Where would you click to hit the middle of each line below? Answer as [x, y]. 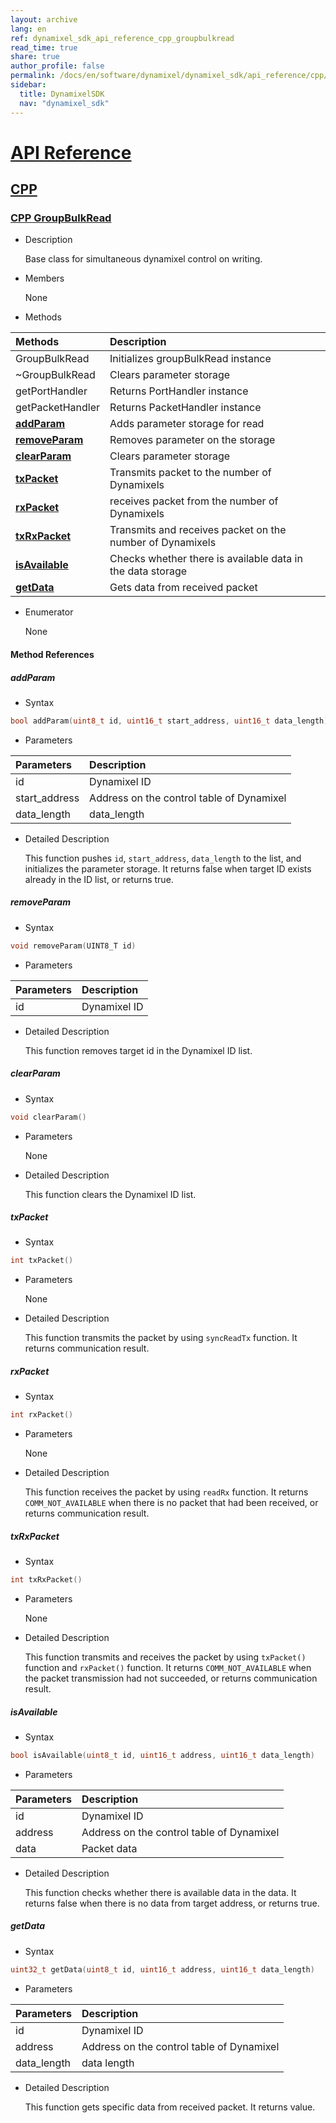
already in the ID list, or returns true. [99, 879]
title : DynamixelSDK [62, 94]
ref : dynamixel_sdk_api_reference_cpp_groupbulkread [122, 38]
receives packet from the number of [194, 501]
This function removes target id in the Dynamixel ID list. [138, 1050]
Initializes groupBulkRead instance [190, 359]
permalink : [33, 76]
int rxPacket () [42, 1415]
